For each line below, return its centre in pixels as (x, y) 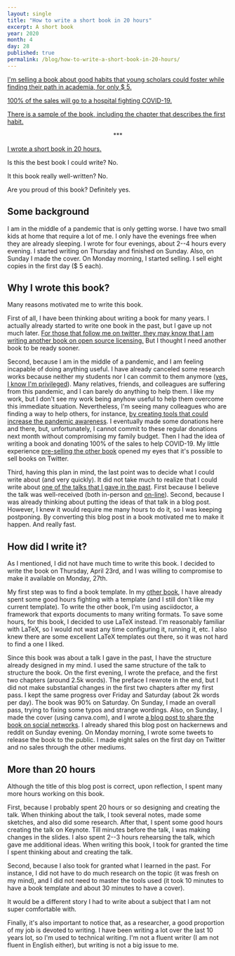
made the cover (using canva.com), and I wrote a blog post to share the (111, 717)
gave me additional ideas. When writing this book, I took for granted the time (118, 844)
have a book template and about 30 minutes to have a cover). (96, 888)
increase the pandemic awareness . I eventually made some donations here (115, 421)
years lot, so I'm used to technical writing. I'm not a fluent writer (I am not (113, 937)
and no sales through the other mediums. (67, 748)
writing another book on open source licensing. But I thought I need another (117, 340)
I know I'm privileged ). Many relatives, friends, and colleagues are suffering (116, 384)
